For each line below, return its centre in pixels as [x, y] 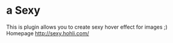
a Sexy [23, 10]
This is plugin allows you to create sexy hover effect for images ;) [87, 27]
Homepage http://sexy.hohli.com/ [48, 33]
